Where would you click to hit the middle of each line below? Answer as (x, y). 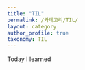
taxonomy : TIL (27, 40)
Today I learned (29, 59)
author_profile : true (38, 33)
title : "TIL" (26, 14)
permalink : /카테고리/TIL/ (43, 20)
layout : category (32, 26)
